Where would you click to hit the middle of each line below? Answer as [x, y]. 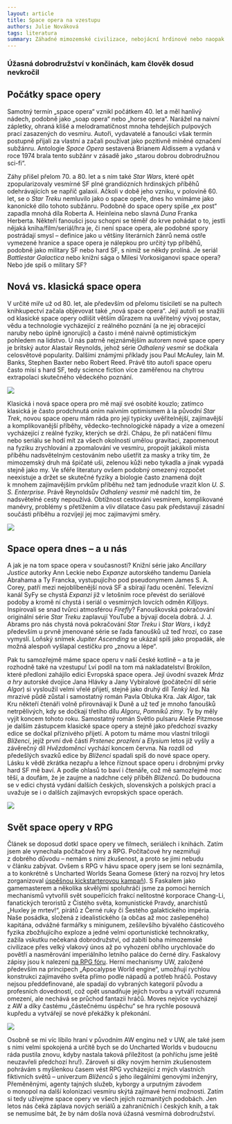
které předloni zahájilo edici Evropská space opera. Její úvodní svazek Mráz [116, 675]
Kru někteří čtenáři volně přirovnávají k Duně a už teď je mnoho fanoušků [111, 704]
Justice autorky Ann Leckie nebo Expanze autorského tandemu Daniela [109, 573]
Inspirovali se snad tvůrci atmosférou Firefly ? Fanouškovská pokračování [111, 609]
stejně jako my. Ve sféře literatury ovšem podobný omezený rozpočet [106, 469]
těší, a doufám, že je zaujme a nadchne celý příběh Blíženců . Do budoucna [114, 778]
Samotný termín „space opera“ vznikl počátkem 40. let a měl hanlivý [105, 111]
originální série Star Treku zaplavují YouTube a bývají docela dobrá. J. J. [110, 617]
